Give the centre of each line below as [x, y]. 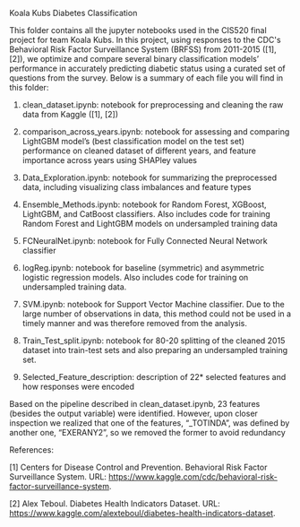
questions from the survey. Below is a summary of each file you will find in [146, 78]
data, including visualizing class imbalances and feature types [137, 187]
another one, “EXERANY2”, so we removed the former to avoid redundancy [148, 432]
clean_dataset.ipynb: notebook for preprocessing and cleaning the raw [153, 105]
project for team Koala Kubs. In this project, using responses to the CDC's [145, 40]
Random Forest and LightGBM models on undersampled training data [150, 224]
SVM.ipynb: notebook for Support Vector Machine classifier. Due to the [153, 304]
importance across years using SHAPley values [109, 160]
